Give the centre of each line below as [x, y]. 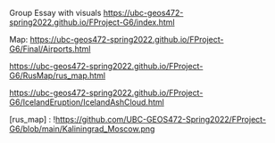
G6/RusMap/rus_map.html [58, 75]
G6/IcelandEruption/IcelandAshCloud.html [87, 102]
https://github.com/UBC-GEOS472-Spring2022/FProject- [160, 119]
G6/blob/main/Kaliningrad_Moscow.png [82, 129]
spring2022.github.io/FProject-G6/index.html [92, 22]
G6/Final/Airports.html [50, 49]
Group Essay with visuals [55, 13]
